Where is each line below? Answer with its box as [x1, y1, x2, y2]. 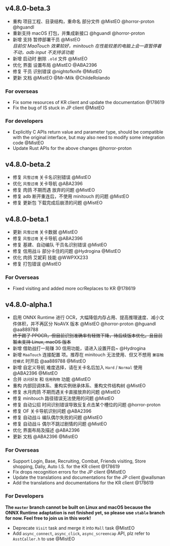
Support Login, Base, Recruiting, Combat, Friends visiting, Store [12, 458, 146, 464]
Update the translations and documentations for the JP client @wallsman [12, 474, 165, 481]
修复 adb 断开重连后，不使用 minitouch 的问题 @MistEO [12, 193, 129, 199]
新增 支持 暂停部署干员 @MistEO [12, 36, 81, 42]
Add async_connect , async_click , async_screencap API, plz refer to [12, 530, 150, 536]
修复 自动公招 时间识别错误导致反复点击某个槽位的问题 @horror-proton [12, 402, 161, 408]
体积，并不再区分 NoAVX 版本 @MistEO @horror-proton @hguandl [17, 321, 156, 327]
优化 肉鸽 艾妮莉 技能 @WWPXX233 [12, 254, 88, 261]
